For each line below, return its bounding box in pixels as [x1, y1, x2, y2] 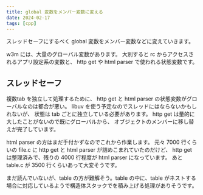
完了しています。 [16, 126, 60, 133]
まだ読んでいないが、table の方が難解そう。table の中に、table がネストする [6, 174, 196, 182]
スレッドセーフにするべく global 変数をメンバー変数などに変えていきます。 [6, 38, 194, 45]
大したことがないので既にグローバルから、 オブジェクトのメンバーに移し [6, 118, 189, 126]
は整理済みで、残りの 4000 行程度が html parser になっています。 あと [6, 154, 183, 161]
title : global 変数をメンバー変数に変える [6, 9, 103, 15]
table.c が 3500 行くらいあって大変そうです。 [6, 161, 120, 169]
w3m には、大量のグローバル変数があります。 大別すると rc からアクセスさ [6, 51, 194, 58]
